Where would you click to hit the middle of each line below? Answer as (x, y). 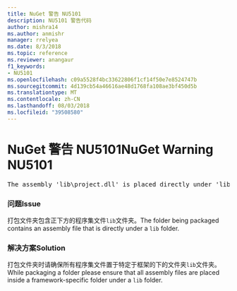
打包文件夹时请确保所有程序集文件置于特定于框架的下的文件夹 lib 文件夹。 (114, 265)
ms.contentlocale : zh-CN (44, 100)
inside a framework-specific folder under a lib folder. (85, 280)
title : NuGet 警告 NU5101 (44, 14)
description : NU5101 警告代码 (49, 20)
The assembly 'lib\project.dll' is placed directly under (110, 184)
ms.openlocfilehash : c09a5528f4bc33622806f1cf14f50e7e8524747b (102, 79)
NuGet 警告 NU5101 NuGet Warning (110, 149)
